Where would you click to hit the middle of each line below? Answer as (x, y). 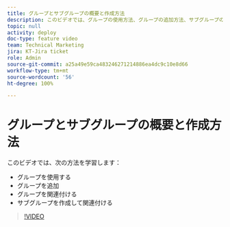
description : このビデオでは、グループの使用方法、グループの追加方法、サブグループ (113, 20)
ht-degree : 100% (30, 83)
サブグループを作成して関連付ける (65, 203)
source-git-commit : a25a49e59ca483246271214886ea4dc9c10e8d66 (98, 64)
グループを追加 (38, 186)
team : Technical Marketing (46, 45)
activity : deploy (32, 32)
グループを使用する (44, 177)
